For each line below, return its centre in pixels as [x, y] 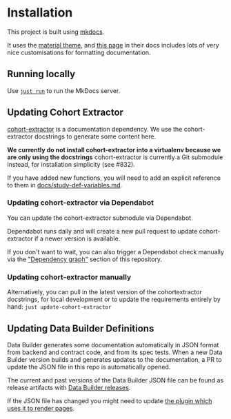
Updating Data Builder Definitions [81, 328]
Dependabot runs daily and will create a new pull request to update [102, 231]
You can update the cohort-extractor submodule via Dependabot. [100, 218]
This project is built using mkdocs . [56, 32]
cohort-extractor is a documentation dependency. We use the [95, 129]
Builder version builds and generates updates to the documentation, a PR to [114, 359]
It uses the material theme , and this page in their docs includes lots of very [113, 45]
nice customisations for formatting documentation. [79, 52]
